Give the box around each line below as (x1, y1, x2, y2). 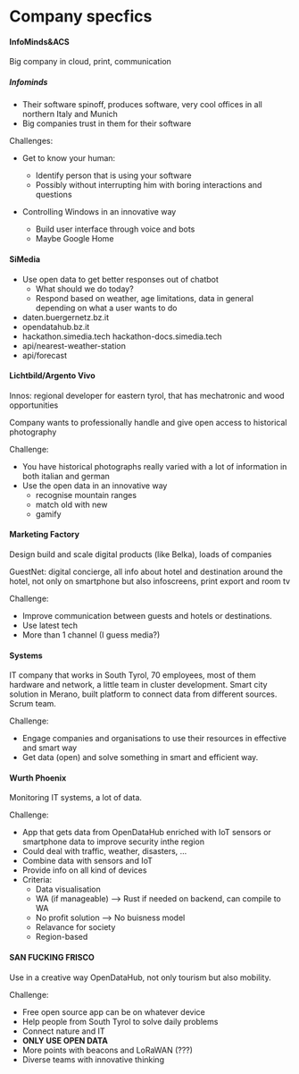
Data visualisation (35, 884, 101, 895)
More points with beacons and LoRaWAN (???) (21, 1044, 194, 1055)
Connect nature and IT (21, 1026, 105, 1036)
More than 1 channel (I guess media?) (21, 629, 161, 640)
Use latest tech (21, 620, 79, 630)
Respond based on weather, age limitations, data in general (35, 292, 254, 303)
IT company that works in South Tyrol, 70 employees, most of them (9, 670, 256, 681)
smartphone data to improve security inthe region (21, 836, 205, 847)
